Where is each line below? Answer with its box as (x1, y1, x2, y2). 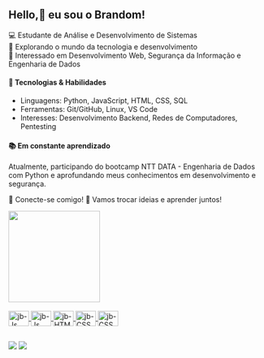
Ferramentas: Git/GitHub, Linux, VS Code (19, 105, 158, 114)
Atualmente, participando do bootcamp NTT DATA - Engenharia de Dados (8, 162, 256, 171)
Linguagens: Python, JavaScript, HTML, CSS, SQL (19, 96, 188, 106)
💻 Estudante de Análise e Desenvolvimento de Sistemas (8, 30, 197, 40)
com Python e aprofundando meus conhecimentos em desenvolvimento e (8, 170, 256, 180)
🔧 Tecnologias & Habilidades (8, 78, 107, 88)
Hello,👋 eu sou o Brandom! (8, 8, 146, 22)
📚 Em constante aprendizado (8, 140, 111, 150)
